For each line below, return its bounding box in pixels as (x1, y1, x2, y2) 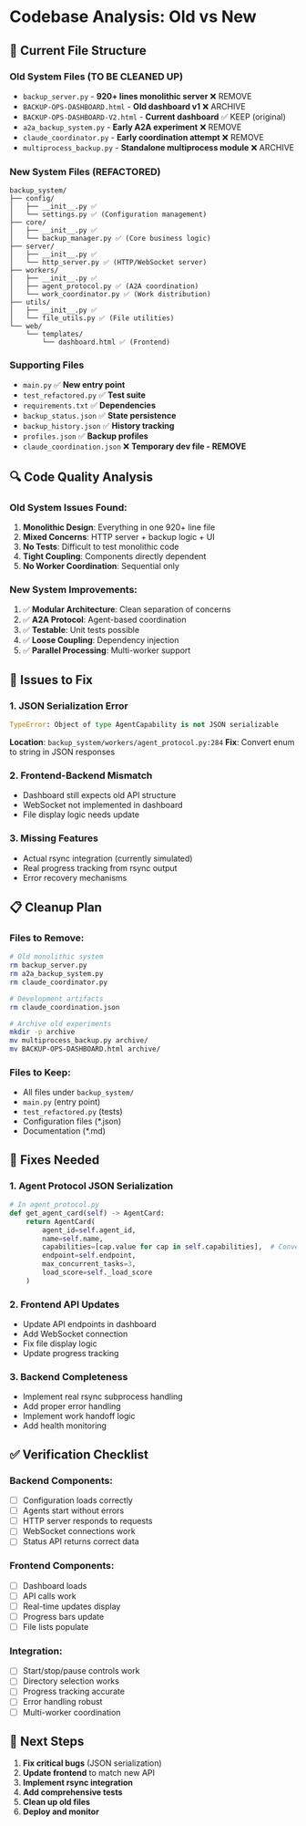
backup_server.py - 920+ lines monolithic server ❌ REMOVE (22, 90, 252, 101)
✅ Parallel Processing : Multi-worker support (22, 645, 191, 656)
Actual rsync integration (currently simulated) (22, 853, 193, 864)
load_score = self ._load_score (42, 1268, 153, 1278)
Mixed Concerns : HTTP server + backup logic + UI (22, 532, 216, 543)
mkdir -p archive (9, 1028, 76, 1037)
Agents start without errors (22, 1505, 125, 1516)
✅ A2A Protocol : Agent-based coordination (22, 614, 187, 626)
